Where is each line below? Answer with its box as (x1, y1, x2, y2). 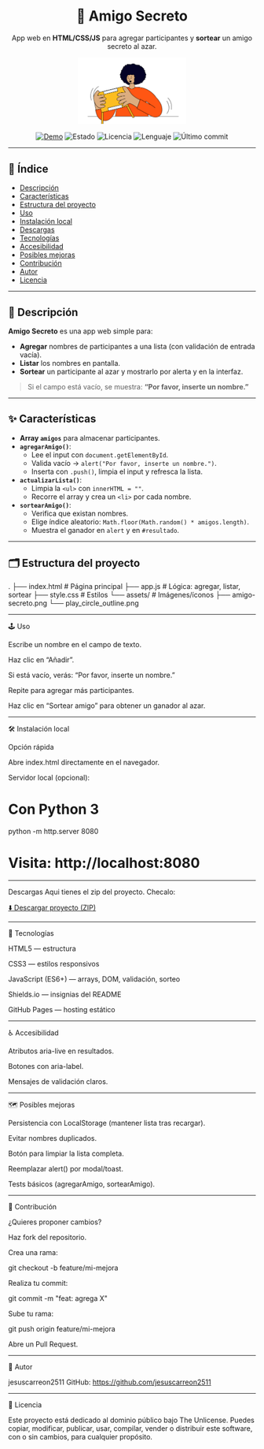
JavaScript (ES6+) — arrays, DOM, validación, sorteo (8, 974, 181, 984)
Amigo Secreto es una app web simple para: (8, 326, 153, 336)
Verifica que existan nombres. (31, 508, 129, 518)
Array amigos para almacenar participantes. (19, 433, 160, 442)
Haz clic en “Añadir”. (8, 654, 75, 665)
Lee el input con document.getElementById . (31, 449, 169, 460)
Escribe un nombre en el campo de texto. (8, 639, 142, 649)
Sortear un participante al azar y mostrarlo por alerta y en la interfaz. (19, 367, 244, 376)
